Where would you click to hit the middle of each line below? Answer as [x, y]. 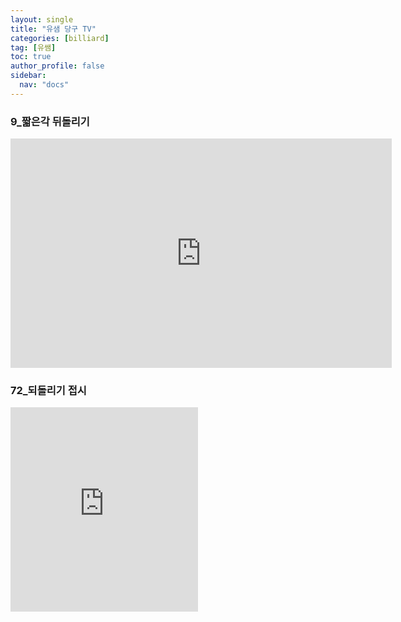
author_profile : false [57, 66]
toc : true [31, 57]
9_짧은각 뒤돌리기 [50, 121]
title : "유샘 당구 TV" [53, 29]
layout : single [42, 19]
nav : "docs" [44, 85]
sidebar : [28, 76]
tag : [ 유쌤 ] [33, 47]
